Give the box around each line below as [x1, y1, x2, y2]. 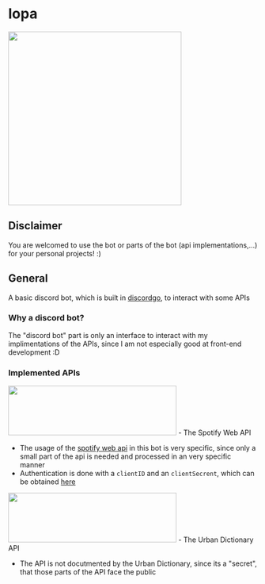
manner [19, 460, 45, 470]
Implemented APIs [8, 367, 81, 378]
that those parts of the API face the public [19, 567, 157, 577]
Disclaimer [8, 219, 62, 232]
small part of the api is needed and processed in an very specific [19, 451, 232, 461]
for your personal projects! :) [8, 248, 101, 258]
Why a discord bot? [8, 313, 85, 324]
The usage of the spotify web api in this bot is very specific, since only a [19, 444, 256, 453]
